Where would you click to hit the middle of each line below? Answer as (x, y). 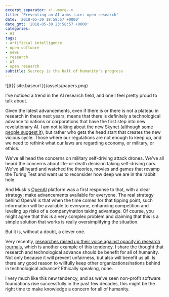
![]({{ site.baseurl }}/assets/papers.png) (47, 86)
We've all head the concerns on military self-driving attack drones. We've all (85, 158)
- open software (22, 48)
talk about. (16, 101)
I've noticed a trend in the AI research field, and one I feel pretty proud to (81, 95)
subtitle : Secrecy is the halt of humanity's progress (64, 71)
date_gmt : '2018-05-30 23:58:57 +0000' (47, 24)
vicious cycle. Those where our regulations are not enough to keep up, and (83, 138)
